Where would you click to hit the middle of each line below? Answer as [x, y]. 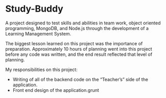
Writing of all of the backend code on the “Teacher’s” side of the [80, 79]
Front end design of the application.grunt [56, 90]
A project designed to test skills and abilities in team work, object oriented [83, 23]
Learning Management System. [38, 34]
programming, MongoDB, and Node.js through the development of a [77, 28]
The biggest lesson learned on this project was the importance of [74, 43]
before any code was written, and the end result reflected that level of [79, 54]
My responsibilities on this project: [41, 70]
